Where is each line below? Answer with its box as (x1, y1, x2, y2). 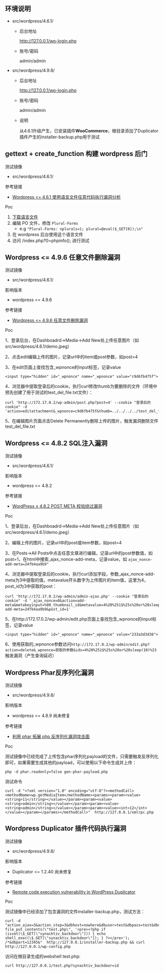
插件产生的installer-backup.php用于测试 (19, 134, 100, 140)
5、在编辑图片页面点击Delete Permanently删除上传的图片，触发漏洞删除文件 (5, 418, 159, 424)
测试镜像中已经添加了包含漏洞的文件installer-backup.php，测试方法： (5, 908, 145, 914)
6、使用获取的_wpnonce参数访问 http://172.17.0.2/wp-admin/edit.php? (5, 641, 150, 647)
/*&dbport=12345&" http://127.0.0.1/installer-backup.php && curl (5, 940, 145, 945)
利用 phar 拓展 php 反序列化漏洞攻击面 (12, 734, 90, 739)
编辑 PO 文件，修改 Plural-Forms (12, 220, 79, 226)
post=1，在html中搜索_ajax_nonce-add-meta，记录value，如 (5, 556, 127, 562)
